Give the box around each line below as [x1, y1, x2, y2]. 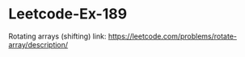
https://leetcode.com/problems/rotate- [108, 31, 237, 41]
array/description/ [8, 39, 69, 49]
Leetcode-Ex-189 [8, 5, 128, 23]
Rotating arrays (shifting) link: [8, 31, 107, 41]
